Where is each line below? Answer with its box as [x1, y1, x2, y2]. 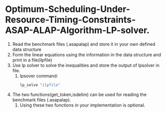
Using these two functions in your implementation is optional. [19, 102, 146, 108]
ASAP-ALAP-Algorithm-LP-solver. [5, 25, 150, 36]
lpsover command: [19, 73, 58, 79]
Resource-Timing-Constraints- [5, 14, 136, 25]
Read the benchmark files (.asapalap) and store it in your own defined [12, 41, 156, 47]
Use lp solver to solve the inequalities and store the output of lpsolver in [12, 62, 160, 68]
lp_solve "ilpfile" [19, 82, 61, 88]
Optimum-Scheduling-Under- [5, 3, 130, 15]
